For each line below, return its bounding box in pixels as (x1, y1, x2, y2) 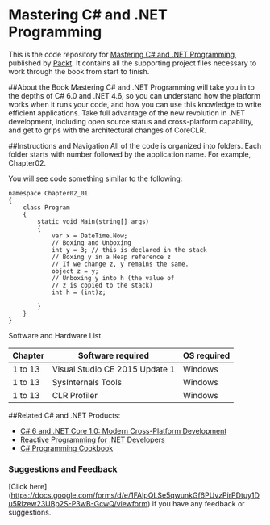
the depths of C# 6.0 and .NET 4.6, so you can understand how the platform (8, 90, 260, 100)
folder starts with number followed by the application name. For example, (8, 149, 251, 159)
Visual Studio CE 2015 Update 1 (52, 363, 176, 375)
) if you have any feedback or (147, 499, 245, 509)
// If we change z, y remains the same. (51, 260, 189, 268)
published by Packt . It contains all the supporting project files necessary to (8, 58, 257, 68)
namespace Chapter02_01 (8, 189, 89, 197)
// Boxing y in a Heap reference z (51, 253, 172, 261)
